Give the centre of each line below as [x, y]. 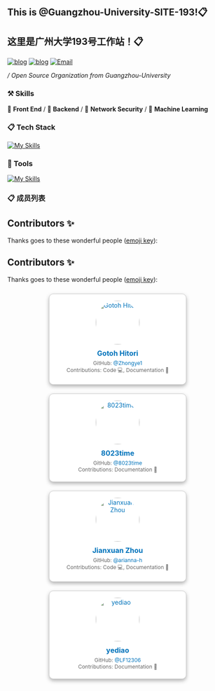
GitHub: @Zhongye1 [118, 363]
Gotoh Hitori [118, 353]
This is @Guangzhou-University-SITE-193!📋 [107, 12]
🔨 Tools [20, 163]
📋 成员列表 [26, 198]
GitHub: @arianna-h [118, 560]
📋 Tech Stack [32, 128]
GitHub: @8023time [118, 463]
